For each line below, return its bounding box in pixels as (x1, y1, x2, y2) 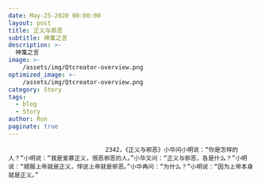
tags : (8, 93, 26, 101)
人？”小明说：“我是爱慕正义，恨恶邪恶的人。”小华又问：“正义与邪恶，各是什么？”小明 (8, 154, 248, 162)
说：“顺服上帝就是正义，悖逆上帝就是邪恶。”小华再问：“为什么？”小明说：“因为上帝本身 (8, 162, 254, 171)
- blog (15, 100, 37, 108)
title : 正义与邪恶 (8, 26, 63, 34)
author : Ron (8, 115, 48, 123)
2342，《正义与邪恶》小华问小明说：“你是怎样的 (105, 145, 239, 153)
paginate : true (8, 122, 59, 130)
